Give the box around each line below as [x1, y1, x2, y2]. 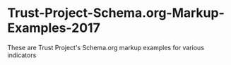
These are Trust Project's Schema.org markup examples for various [7, 43, 205, 52]
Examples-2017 [7, 20, 100, 36]
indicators [7, 51, 37, 59]
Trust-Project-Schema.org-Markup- [7, 5, 225, 21]
